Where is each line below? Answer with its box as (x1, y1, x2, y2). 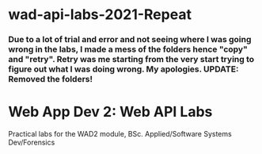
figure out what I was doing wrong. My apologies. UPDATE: (8, 64, 239, 75)
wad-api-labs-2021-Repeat (8, 6, 192, 24)
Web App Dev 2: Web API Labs (8, 103, 213, 121)
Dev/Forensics (8, 137, 55, 148)
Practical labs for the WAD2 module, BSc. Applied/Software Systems (8, 129, 232, 139)
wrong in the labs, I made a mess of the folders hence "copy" (8, 44, 248, 55)
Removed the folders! (8, 74, 93, 85)
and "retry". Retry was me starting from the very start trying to (8, 54, 255, 65)
